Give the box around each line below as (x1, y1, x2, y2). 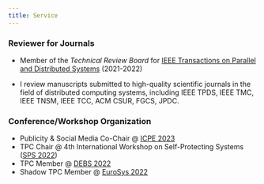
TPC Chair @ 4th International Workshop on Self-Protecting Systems (19, 142, 244, 152)
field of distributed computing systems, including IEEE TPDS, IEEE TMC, (19, 88, 255, 97)
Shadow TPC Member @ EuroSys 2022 (19, 167, 149, 177)
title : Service (8, 11, 58, 20)
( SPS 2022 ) (19, 151, 58, 160)
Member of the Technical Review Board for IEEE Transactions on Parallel (19, 55, 257, 65)
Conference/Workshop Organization (8, 115, 152, 126)
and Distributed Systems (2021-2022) (19, 64, 143, 73)
